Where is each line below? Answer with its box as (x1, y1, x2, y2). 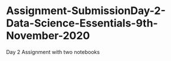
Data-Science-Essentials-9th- (6, 16, 158, 30)
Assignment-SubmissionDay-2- (6, 4, 166, 18)
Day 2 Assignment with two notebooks (6, 48, 100, 55)
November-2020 (6, 29, 90, 42)
